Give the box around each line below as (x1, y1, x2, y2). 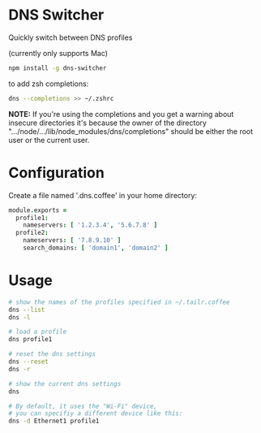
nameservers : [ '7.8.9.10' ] (23, 236, 122, 245)
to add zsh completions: (8, 79, 89, 89)
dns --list (8, 305, 45, 314)
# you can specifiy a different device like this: (8, 409, 183, 418)
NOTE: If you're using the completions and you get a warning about (8, 109, 234, 119)
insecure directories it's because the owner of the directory (8, 118, 207, 128)
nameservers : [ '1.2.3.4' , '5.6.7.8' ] (23, 221, 158, 229)
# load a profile (8, 327, 67, 336)
